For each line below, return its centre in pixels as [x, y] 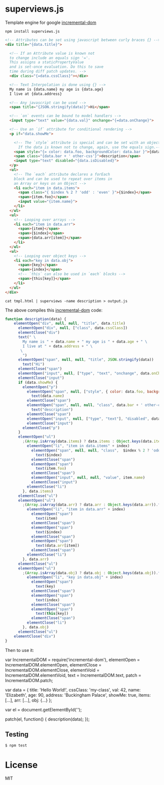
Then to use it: [20, 650]
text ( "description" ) [52, 410]
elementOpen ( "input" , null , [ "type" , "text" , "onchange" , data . [85, 373]
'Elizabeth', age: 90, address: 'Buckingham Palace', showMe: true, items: [78, 695]
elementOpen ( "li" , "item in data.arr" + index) [76, 510]
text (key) [46, 587]
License [21, 765]
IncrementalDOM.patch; [29, 680]
